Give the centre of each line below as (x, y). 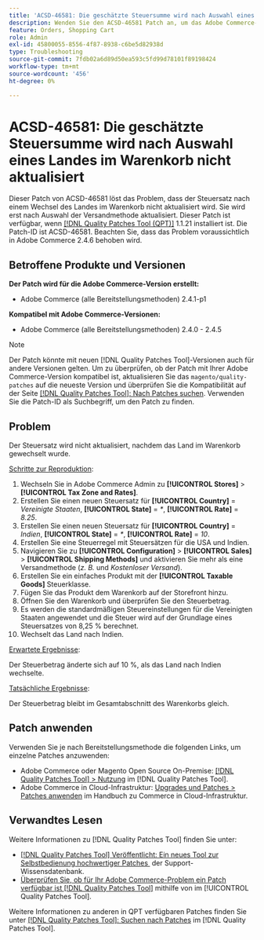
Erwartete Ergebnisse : (45, 649)
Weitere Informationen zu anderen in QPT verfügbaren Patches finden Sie (128, 911)
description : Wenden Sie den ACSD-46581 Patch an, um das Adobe (116, 23)
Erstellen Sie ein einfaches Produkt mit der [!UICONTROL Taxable (127, 576)
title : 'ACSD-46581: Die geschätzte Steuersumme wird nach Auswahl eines (132, 15)
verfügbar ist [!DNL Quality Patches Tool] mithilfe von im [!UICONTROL (134, 887)
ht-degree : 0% (32, 81)
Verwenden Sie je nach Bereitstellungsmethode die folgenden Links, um (125, 747)
